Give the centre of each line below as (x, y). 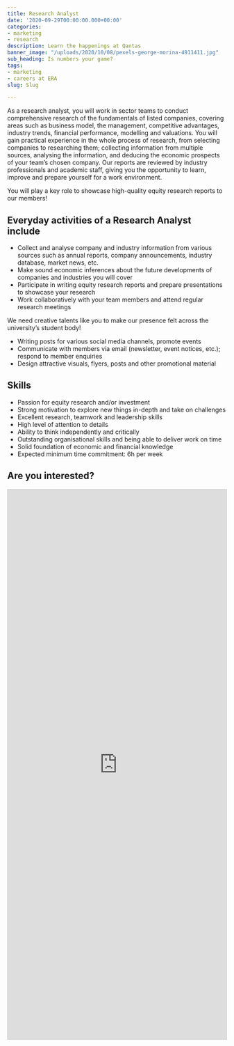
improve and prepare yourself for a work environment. (85, 178)
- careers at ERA (32, 78)
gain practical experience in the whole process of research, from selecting (114, 141)
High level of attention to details (63, 424)
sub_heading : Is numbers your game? (60, 59)
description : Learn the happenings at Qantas (74, 46)
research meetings (44, 307)
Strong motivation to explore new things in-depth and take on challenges (122, 409)
